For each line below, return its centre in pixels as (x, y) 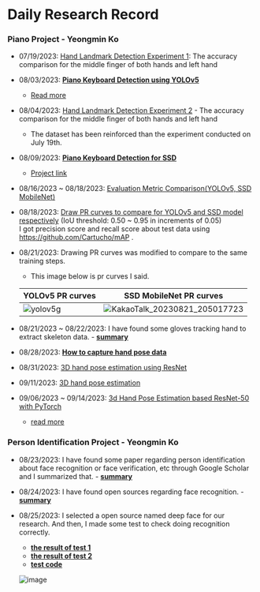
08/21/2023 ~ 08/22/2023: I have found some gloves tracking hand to (132, 328)
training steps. (42, 261)
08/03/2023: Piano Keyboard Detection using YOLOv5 (109, 80)
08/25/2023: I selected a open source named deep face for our (122, 515)
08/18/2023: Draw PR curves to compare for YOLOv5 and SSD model (131, 212)
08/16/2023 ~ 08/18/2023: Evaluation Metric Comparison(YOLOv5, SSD (135, 189)
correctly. (34, 532)
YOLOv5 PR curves (59, 296)
